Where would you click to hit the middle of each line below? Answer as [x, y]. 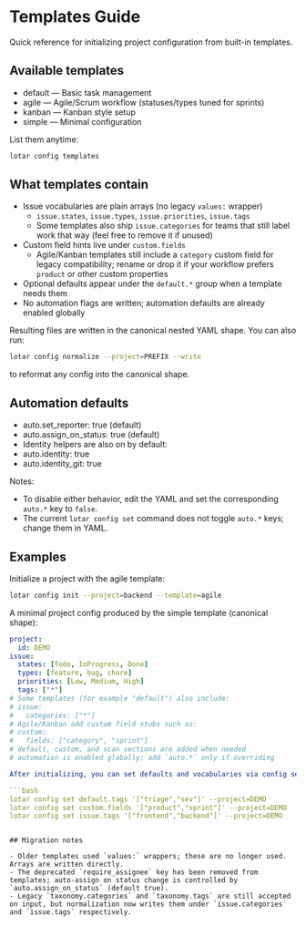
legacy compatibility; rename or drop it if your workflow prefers [155, 264]
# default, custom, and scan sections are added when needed [128, 749]
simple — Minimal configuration [82, 121]
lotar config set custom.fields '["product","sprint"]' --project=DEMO [148, 808]
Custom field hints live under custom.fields [104, 245]
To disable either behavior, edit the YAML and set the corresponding [151, 499]
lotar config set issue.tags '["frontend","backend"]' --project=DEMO [146, 816]
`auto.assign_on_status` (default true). [89, 889]
